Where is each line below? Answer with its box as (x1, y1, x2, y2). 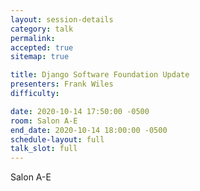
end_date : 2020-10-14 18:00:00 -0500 (10, 125, 168, 135)
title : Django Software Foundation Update (10, 70, 190, 80)
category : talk (10, 24, 74, 34)
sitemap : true (10, 52, 70, 62)
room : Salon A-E (10, 116, 78, 126)
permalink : (10, 33, 56, 43)
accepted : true (10, 42, 74, 53)
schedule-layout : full (10, 134, 105, 145)
